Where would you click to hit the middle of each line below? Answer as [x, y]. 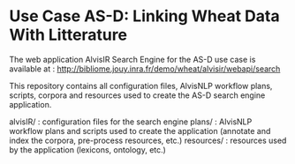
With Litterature [68, 35]
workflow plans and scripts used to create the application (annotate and [140, 130]
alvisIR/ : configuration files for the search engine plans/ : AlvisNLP [131, 122]
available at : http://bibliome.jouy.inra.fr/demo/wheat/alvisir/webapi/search [145, 69]
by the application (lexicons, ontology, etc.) [87, 149]
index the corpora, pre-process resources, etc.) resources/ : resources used [148, 140]
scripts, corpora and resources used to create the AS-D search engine [137, 95]
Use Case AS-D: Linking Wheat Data [144, 16]
